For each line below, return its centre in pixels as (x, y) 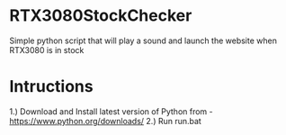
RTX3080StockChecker (101, 16)
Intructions (51, 87)
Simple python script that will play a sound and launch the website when (143, 40)
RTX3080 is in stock (47, 49)
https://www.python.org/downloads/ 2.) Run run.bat (106, 121)
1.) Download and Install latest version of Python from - (111, 111)
